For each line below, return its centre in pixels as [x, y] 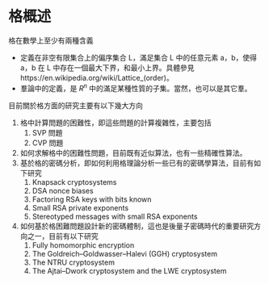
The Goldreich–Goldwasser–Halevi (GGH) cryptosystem [125, 253]
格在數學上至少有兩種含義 [51, 40]
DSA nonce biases [63, 190]
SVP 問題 [47, 132]
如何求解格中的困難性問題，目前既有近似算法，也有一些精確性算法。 [133, 152]
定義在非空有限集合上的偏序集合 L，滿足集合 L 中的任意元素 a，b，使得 [138, 57]
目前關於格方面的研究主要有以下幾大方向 [76, 105]
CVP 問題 [48, 143]
